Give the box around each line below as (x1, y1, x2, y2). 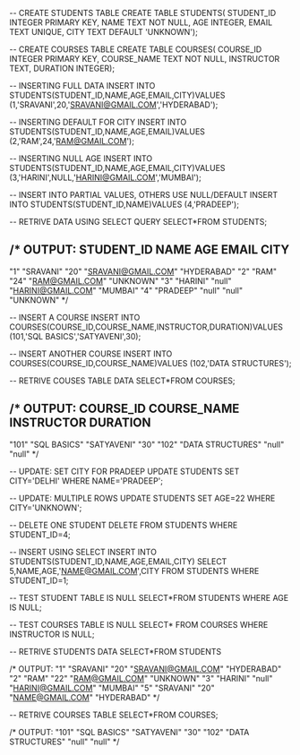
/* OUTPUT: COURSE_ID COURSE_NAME (9, 401, 240, 416)
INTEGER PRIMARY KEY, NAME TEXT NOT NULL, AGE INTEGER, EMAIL (9, 17, 273, 28)
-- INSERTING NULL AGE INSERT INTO (9, 153, 153, 164)
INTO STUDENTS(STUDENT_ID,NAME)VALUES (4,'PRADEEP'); (9, 199, 240, 210)
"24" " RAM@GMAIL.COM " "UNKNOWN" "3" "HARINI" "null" (9, 275, 232, 286)
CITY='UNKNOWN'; (9, 502, 82, 513)
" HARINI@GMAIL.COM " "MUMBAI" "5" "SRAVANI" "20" (9, 682, 215, 693)
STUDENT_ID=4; (9, 528, 71, 540)
